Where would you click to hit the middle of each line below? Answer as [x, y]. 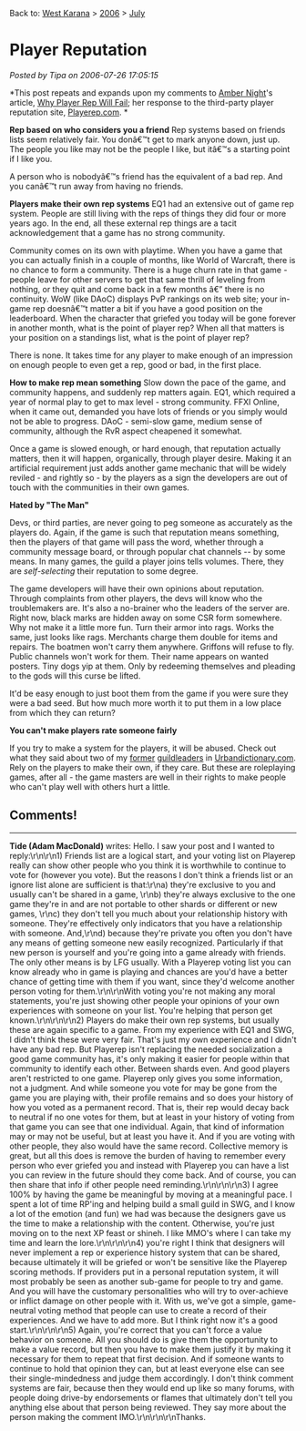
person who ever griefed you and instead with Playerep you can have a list [149, 1165]
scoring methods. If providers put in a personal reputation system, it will [144, 1272]
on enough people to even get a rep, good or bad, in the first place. [136, 364]
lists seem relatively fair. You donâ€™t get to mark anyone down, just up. [145, 139]
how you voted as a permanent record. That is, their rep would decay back [149, 1107]
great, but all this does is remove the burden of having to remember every [148, 1155]
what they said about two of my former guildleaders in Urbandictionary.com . [153, 757]
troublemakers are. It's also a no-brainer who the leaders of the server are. [149, 608]
